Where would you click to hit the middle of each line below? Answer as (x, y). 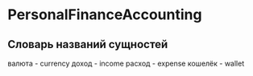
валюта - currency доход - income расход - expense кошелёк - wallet (126, 63)
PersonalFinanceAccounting (105, 15)
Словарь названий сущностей (88, 44)
